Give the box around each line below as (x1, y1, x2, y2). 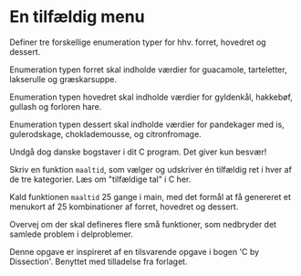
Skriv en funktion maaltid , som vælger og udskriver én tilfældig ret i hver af (9, 164, 292, 175)
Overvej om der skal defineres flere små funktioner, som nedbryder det (9, 218, 276, 229)
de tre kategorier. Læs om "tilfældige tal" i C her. (9, 174, 192, 185)
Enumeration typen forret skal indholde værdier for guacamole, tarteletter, (9, 64, 287, 75)
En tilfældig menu (9, 6, 145, 27)
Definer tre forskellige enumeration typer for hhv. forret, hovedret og (9, 37, 266, 48)
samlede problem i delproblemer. (9, 228, 134, 239)
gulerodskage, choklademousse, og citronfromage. (9, 128, 202, 139)
